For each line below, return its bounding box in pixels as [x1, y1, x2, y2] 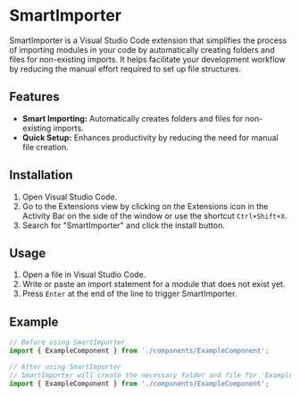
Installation [9, 167, 73, 183]
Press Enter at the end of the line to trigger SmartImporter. [21, 288, 237, 300]
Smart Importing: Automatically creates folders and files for [21, 113, 244, 123]
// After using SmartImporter [9, 362, 122, 371]
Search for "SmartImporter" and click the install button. [21, 220, 225, 231]
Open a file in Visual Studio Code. [21, 269, 146, 280]
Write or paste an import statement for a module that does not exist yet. [21, 279, 286, 290]
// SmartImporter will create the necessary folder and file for [9, 370, 257, 380]
